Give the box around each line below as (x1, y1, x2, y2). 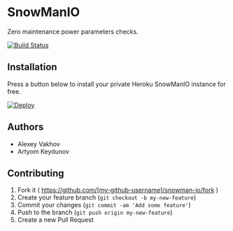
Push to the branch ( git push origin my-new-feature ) (17, 208, 173, 217)
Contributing (7, 167, 64, 179)
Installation (7, 61, 57, 73)
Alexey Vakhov (17, 139, 61, 148)
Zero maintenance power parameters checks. (7, 27, 139, 36)
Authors (7, 121, 44, 133)
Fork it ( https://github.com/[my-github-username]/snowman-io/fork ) (17, 186, 219, 195)
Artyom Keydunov (17, 147, 70, 155)
